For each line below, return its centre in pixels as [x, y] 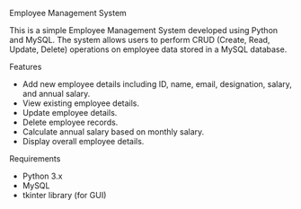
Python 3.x [42, 176]
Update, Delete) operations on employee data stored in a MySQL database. [148, 49]
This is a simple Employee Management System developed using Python [144, 30]
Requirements [35, 159]
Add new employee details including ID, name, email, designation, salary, [157, 84]
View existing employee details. [81, 103]
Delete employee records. [70, 122]
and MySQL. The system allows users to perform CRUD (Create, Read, [140, 40]
